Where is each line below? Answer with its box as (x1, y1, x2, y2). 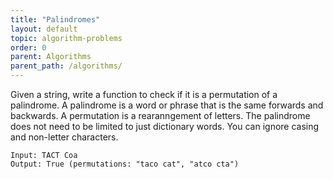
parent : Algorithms (10, 52, 92, 62)
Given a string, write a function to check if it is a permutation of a (10, 89, 278, 100)
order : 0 (10, 42, 47, 53)
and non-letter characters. (10, 131, 119, 143)
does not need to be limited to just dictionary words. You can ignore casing (10, 121, 320, 132)
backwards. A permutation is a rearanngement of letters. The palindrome (10, 110, 311, 121)
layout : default (10, 24, 78, 34)
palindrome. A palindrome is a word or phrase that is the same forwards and (10, 99, 324, 111)
